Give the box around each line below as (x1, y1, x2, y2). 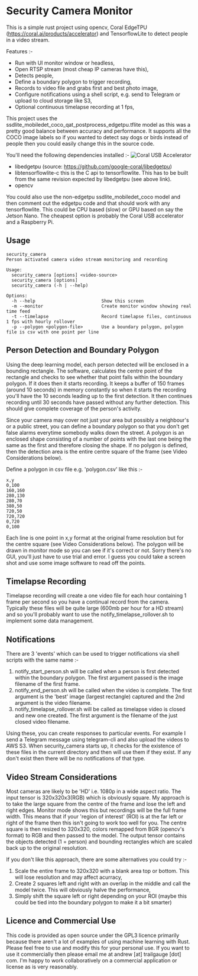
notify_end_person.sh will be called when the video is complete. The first (14, 687, 192, 694)
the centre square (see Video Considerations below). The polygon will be (6, 540, 184, 547)
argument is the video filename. (14, 699, 92, 707)
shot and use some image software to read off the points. (6, 559, 146, 566)
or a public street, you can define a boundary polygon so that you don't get (6, 422, 189, 430)
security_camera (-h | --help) (11, 282, 89, 288)
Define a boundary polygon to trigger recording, (14, 78, 132, 85)
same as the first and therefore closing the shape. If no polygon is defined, (6, 441, 188, 448)
